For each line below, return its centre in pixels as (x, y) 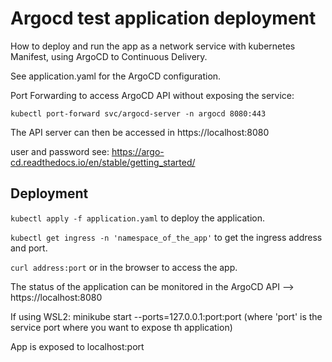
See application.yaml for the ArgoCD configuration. (116, 76)
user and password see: (60, 151)
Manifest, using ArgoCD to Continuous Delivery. (109, 56)
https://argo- (138, 151)
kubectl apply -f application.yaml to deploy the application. (137, 218)
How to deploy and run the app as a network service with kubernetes (153, 46)
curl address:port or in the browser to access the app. (124, 267)
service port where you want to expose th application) (121, 327)
